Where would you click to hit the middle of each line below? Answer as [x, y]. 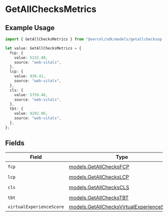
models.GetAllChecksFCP [99, 166]
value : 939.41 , [30, 76]
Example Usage [30, 28]
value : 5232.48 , [31, 58]
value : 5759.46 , [31, 95]
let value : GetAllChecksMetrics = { [43, 48]
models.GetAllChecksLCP [99, 177]
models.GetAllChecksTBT [99, 197]
